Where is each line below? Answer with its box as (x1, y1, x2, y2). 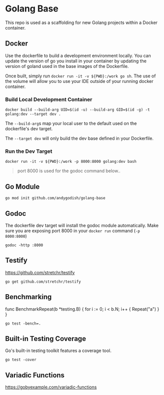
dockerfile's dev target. (5, 126, 53, 132)
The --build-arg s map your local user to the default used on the (5, 120, 137, 126)
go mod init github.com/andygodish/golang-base (5, 196, 106, 201)
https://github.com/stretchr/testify (5, 269, 75, 275)
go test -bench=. (5, 321, 41, 326)
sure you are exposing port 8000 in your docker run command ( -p (5, 228, 140, 234)
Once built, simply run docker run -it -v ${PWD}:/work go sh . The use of (5, 73, 156, 79)
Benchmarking (5, 293, 52, 301)
